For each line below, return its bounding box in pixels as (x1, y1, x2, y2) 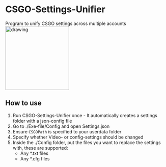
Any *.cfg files (20, 155, 50, 161)
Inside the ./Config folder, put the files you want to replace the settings (12, 139, 161, 146)
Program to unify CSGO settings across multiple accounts (5, 20, 126, 26)
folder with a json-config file (12, 118, 72, 124)
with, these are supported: (12, 145, 68, 151)
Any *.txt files (20, 150, 48, 156)
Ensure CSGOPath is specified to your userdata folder (12, 128, 122, 134)
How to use (5, 99, 42, 107)
